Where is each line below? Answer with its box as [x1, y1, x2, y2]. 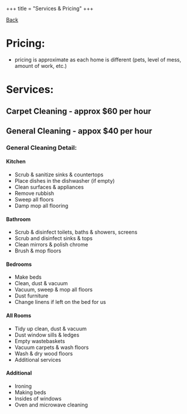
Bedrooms [6, 261, 32, 268]
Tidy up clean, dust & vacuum [14, 325, 87, 332]
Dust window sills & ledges [14, 331, 80, 338]
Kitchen [6, 158, 26, 165]
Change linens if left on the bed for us [14, 299, 107, 306]
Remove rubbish [14, 190, 55, 197]
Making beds [14, 389, 46, 396]
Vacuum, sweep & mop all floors [14, 286, 93, 293]
